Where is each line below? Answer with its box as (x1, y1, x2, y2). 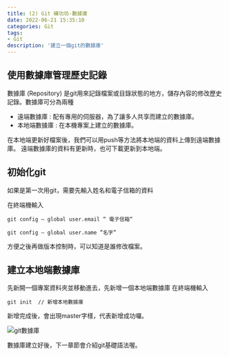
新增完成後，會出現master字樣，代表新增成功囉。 (7, 312, 148, 320)
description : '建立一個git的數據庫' (7, 42, 105, 49)
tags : (7, 29, 23, 37)
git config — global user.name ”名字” (7, 229, 117, 236)
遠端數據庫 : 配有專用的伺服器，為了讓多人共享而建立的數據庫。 (17, 112, 198, 121)
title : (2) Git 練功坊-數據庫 (7, 10, 88, 17)
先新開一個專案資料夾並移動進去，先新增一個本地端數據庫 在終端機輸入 (7, 284, 208, 292)
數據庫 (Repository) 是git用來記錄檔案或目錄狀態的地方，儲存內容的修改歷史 (7, 89, 222, 97)
